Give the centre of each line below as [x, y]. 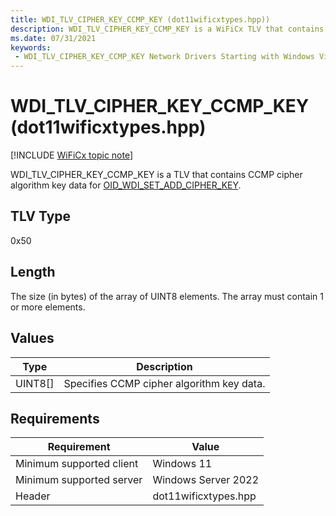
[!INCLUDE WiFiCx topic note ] [72, 155]
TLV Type [41, 216]
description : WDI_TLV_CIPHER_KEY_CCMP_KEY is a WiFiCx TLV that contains [167, 29]
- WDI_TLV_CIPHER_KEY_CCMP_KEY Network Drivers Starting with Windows [164, 57]
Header [33, 496]
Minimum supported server [79, 480]
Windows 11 [182, 464]
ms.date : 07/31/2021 [53, 38]
